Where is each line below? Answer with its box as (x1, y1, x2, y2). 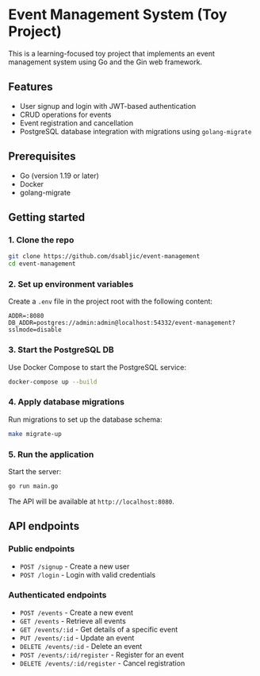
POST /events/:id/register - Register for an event (19, 650, 185, 659)
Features (8, 80, 53, 94)
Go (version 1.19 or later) (19, 171, 99, 180)
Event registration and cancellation (19, 118, 133, 128)
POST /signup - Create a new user (19, 562, 130, 571)
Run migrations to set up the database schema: (8, 415, 162, 424)
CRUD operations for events (19, 110, 112, 119)
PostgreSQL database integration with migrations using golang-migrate (19, 126, 252, 136)
